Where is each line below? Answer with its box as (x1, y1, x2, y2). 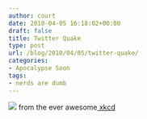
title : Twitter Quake (8, 34, 82, 43)
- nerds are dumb (8, 79, 67, 87)
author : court (8, 11, 57, 20)
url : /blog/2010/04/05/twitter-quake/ (8, 49, 139, 57)
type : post (8, 42, 45, 50)
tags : (8, 72, 27, 80)
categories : (8, 57, 48, 65)
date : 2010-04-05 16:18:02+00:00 (8, 19, 121, 27)
